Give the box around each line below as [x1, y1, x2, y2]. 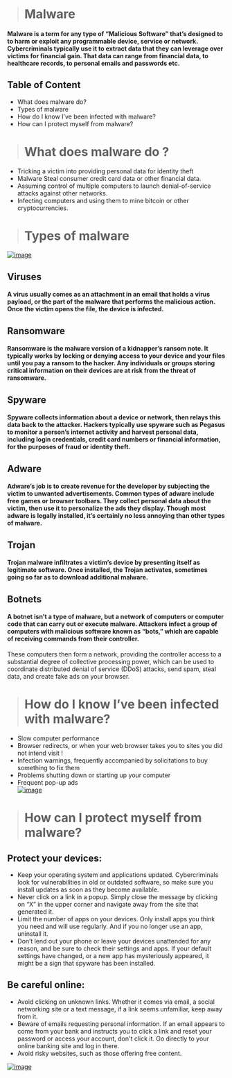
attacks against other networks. [17, 189, 108, 197]
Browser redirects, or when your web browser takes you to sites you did [17, 741, 223, 749]
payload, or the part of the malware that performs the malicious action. [7, 297, 216, 306]
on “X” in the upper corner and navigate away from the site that [17, 900, 199, 908]
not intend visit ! [17, 749, 64, 757]
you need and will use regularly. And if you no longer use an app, [17, 922, 203, 930]
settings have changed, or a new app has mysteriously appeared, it [17, 951, 209, 959]
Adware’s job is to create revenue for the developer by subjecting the [7, 482, 210, 491]
